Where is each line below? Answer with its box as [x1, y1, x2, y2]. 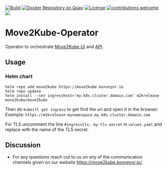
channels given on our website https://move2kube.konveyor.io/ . [12, 160, 144, 166]
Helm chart [5, 73, 33, 80]
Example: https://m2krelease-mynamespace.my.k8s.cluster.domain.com [5, 111, 151, 117]
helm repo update [5, 89, 41, 94]
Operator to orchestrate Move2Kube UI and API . [5, 43, 104, 49]
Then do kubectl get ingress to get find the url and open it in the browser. [5, 106, 159, 112]
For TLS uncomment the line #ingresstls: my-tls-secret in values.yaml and [5, 121, 162, 127]
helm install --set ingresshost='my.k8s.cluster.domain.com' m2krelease [5, 93, 160, 98]
